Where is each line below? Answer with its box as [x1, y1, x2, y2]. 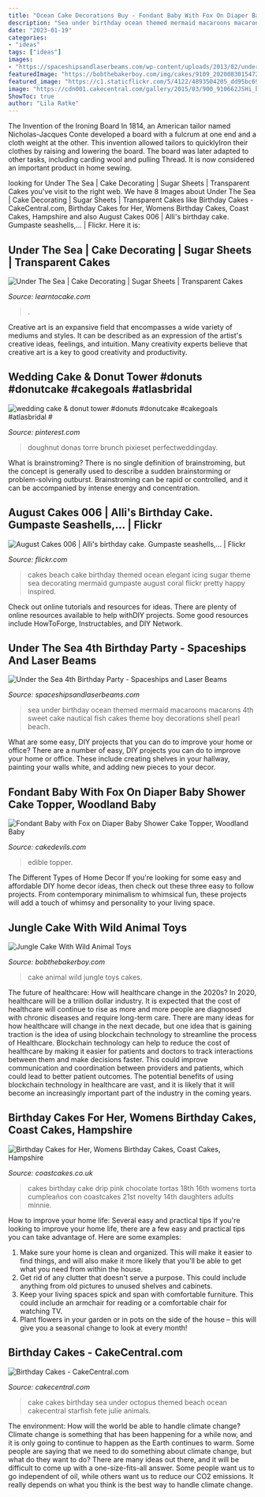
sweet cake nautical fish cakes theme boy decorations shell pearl [27, 713, 241, 723]
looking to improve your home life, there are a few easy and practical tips [8, 1224, 246, 1233]
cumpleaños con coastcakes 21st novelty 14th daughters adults [27, 1192, 234, 1201]
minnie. [27, 1200, 52, 1210]
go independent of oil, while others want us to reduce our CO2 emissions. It [8, 1471, 254, 1480]
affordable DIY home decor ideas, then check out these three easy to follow [8, 881, 255, 891]
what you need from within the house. [19, 1264, 144, 1274]
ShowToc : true [8, 92, 55, 100]
